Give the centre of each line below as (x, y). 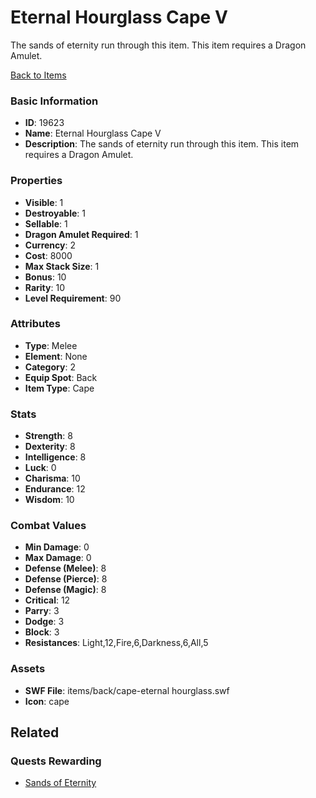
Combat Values (48, 526)
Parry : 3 (42, 611)
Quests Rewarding (56, 761)
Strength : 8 (48, 436)
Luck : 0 (40, 468)
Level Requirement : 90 (73, 298)
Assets (28, 669)
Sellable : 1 (46, 223)
